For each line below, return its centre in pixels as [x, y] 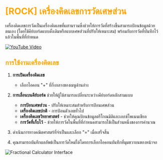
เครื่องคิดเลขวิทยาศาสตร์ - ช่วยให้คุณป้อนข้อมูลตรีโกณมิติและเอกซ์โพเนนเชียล [83, 116]
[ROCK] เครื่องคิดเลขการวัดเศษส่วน [66, 11]
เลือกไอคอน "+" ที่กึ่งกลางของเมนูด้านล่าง [54, 85]
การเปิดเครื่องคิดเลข [29, 75]
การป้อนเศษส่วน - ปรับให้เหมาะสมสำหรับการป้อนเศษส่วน [67, 105]
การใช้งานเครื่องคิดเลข [32, 63]
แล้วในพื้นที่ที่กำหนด [22, 37]
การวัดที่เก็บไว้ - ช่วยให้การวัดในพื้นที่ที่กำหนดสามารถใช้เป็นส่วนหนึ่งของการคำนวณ [88, 122]
